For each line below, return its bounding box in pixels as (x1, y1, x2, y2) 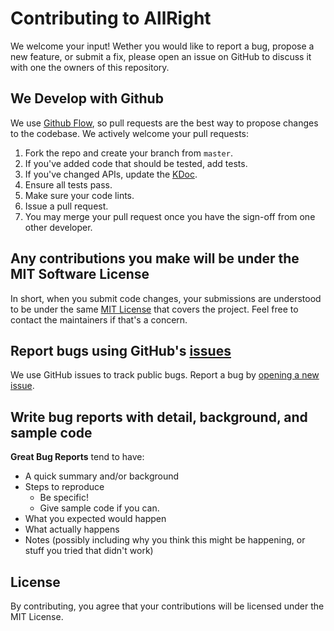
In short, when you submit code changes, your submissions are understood (10, 292, 322, 304)
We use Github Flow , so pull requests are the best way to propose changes (10, 117, 319, 129)
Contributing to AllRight (10, 7, 212, 30)
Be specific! (39, 492, 89, 504)
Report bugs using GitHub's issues (10, 342, 232, 359)
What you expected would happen (24, 513, 167, 525)
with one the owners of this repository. (10, 61, 170, 73)
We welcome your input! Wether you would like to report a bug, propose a (10, 40, 315, 52)
